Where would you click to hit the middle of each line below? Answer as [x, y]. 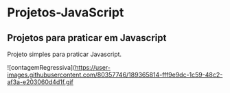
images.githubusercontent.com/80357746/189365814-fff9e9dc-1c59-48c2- [115, 75]
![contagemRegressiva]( [41, 67]
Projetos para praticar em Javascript [87, 38]
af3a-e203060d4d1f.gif [40, 82]
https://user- [93, 67]
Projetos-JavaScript [66, 13]
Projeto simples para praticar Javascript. [65, 54]
